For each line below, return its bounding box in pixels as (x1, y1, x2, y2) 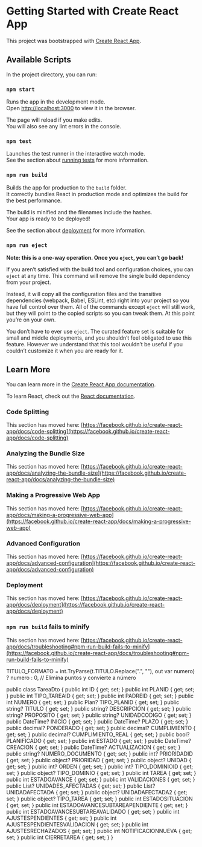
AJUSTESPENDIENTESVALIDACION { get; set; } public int (6, 820, 149, 828)
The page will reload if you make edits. (6, 116, 103, 124)
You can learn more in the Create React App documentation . (6, 380, 156, 388)
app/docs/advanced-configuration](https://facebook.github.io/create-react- (6, 559, 196, 567)
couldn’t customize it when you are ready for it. (6, 347, 124, 354)
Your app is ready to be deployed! (6, 215, 90, 222)
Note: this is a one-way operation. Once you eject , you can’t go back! (6, 254, 184, 261)
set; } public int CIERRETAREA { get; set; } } (6, 834, 113, 841)
